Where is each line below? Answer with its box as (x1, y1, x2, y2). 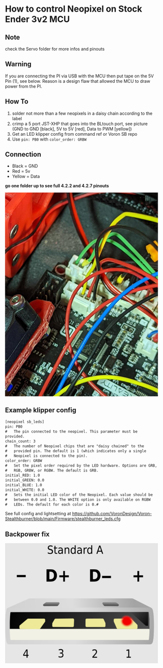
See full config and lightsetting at (5, 511, 71, 517)
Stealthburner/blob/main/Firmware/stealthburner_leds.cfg (5, 516, 121, 522)
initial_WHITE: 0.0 (5, 487, 45, 492)
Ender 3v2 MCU (5, 14, 70, 25)
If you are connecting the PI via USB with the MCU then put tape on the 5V (5, 73, 154, 79)
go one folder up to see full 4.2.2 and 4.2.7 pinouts (5, 183, 109, 189)
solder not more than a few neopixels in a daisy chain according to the (12, 110, 153, 116)
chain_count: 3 (5, 439, 36, 444)
